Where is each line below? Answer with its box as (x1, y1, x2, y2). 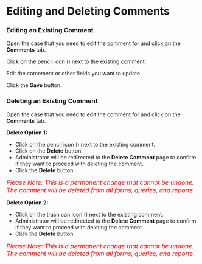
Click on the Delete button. (15, 147, 83, 155)
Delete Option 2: (6, 199, 49, 206)
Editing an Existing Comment (6, 26, 94, 35)
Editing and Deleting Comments (6, 4, 170, 18)
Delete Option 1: (6, 129, 47, 136)
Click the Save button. (6, 82, 62, 89)
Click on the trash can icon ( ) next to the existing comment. (15, 210, 164, 218)
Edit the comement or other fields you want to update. (6, 70, 142, 77)
